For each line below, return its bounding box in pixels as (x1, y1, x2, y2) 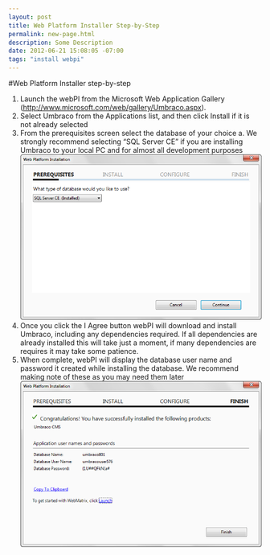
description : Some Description (8, 39, 113, 47)
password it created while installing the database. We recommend (19, 364, 239, 373)
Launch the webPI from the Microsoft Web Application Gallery (19, 94, 225, 104)
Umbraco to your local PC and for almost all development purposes (19, 146, 243, 154)
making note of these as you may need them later (19, 372, 185, 382)
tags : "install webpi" (8, 55, 84, 64)
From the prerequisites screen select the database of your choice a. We (19, 129, 257, 138)
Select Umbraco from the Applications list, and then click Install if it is (19, 111, 250, 121)
